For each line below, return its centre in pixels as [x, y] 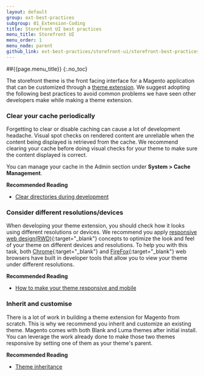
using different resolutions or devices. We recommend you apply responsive [102, 232]
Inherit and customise [39, 304]
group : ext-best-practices [40, 18]
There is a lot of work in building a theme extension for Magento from [93, 317]
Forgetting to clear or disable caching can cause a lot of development [93, 129]
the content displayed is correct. [47, 155]
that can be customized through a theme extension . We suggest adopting [98, 87]
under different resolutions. [40, 265]
